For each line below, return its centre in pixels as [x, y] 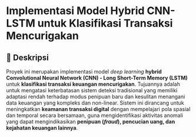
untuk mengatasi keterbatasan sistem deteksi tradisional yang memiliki [92, 90]
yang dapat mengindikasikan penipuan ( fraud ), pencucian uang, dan [91, 121]
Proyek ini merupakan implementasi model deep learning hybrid [84, 71]
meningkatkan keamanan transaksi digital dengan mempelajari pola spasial [98, 109]
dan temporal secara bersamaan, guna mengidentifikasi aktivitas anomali [95, 115]
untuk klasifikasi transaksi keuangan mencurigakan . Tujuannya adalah [93, 84]
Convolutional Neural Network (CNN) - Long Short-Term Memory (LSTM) [97, 78]
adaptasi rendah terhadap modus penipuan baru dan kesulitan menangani [96, 96]
